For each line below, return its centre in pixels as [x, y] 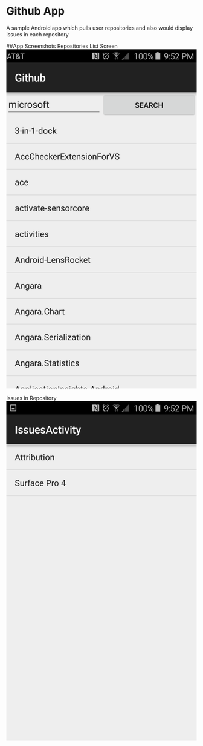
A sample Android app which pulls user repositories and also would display [100, 28]
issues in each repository [38, 34]
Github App [36, 11]
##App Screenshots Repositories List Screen [62, 46]
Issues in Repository [31, 398]
